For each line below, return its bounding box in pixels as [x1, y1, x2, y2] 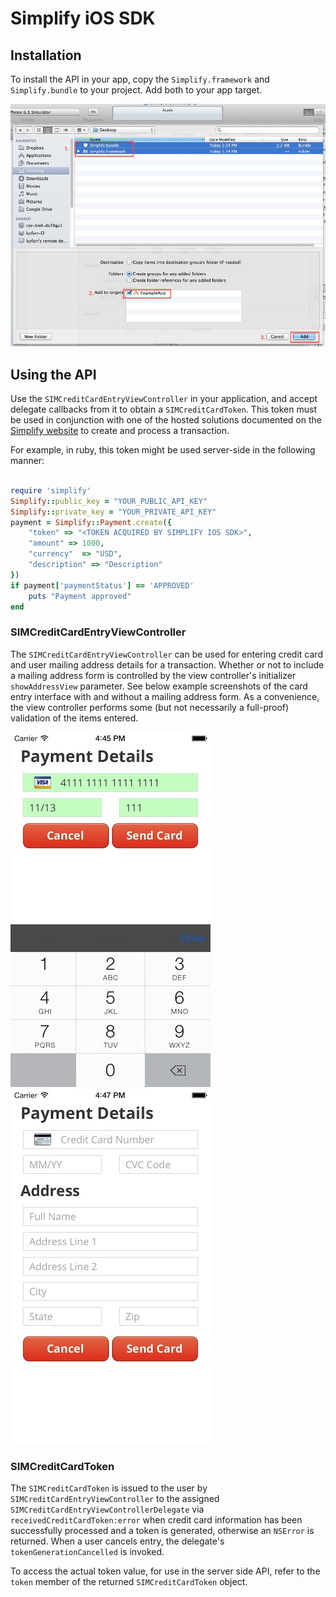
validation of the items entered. [10, 712, 139, 724]
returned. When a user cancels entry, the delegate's [10, 1535, 225, 1547]
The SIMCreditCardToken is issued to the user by [10, 1482, 208, 1494]
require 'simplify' [10, 485, 92, 496]
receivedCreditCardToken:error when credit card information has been [10, 1514, 303, 1526]
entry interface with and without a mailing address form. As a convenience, [10, 690, 320, 702]
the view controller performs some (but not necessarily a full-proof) [10, 701, 290, 713]
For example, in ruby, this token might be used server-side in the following [10, 444, 316, 456]
